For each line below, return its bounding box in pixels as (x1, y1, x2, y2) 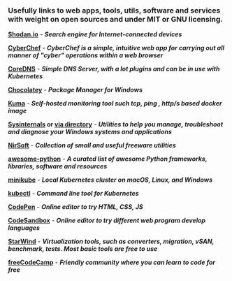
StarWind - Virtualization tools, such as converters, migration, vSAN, (8, 237, 215, 246)
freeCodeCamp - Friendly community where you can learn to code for (8, 258, 216, 267)
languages (8, 224, 41, 232)
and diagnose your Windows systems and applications (8, 128, 172, 136)
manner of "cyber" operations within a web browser (8, 51, 164, 59)
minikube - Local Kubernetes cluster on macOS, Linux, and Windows (8, 175, 213, 184)
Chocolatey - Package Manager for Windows (8, 86, 143, 94)
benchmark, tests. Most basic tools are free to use (8, 245, 158, 253)
